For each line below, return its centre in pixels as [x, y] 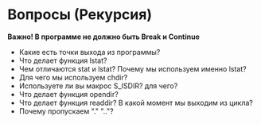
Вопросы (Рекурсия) [80, 15]
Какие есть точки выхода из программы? [90, 52]
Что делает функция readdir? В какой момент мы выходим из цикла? [136, 103]
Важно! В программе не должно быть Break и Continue [104, 37]
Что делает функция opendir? [68, 94]
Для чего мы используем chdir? [73, 77]
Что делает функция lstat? [63, 60]
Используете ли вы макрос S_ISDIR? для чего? [98, 86]
